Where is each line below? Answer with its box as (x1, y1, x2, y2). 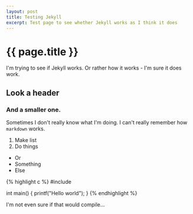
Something (14, 160, 41, 167)
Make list (14, 137, 37, 143)
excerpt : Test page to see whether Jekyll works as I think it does (6, 19, 178, 25)
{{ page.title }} (6, 45, 79, 58)
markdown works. (6, 125, 45, 132)
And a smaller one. (6, 106, 61, 114)
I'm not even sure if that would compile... (6, 201, 105, 208)
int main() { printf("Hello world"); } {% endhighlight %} (6, 190, 138, 196)
